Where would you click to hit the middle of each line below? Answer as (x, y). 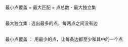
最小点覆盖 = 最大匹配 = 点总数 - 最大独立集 (51, 7)
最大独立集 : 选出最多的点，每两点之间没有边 (51, 23)
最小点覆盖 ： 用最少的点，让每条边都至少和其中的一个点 (64, 39)
